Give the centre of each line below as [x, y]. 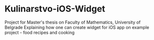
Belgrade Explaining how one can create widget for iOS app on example [77, 27]
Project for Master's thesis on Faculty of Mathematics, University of [73, 22]
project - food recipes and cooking [40, 32]
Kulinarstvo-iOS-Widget [55, 9]
